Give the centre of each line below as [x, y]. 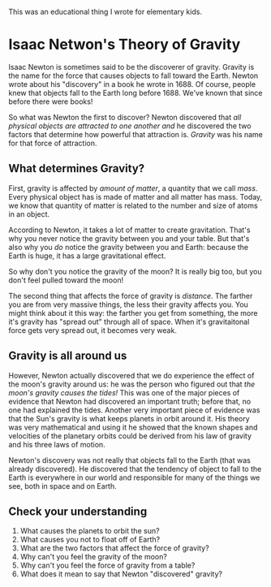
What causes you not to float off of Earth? [90, 540]
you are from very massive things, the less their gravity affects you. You [129, 304]
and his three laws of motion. [57, 444]
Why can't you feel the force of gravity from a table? [108, 565]
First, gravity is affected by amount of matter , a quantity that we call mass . [133, 188]
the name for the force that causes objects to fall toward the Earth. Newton [133, 76]
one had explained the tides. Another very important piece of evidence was [134, 410]
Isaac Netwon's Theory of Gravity [125, 45]
